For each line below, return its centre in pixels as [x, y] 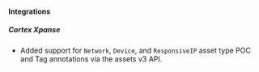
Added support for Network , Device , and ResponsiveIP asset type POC [135, 50]
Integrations [30, 11]
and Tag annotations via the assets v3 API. [91, 59]
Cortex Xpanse [34, 30]
